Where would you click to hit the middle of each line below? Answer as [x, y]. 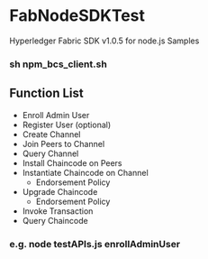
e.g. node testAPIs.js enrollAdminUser [95, 244]
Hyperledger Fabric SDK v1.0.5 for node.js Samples [104, 41]
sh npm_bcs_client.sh [59, 64]
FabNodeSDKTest [77, 16]
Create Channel [51, 134]
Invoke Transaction [58, 211]
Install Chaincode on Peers [72, 162]
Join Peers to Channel [63, 143]
